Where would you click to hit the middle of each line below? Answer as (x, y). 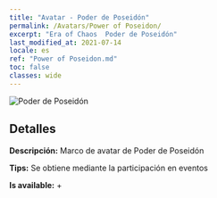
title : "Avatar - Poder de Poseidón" (79, 17)
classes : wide (36, 76)
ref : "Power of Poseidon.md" (63, 59)
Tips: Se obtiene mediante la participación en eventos (108, 168)
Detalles (33, 129)
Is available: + (36, 185)
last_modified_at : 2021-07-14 (66, 42)
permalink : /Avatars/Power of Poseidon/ (86, 26)
